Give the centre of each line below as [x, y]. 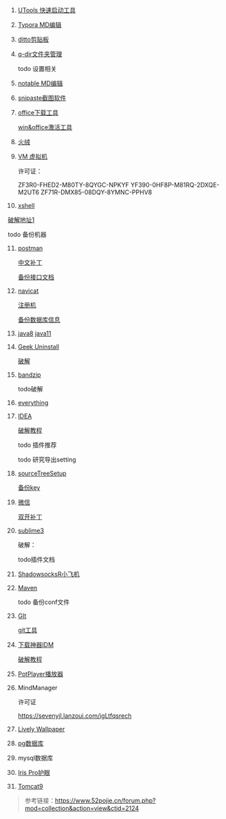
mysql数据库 [35, 758]
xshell [26, 206]
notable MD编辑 [40, 83]
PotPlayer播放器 [41, 674]
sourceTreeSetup [42, 473]
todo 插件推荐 [37, 445]
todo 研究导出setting [47, 459]
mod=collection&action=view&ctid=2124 [82, 808]
